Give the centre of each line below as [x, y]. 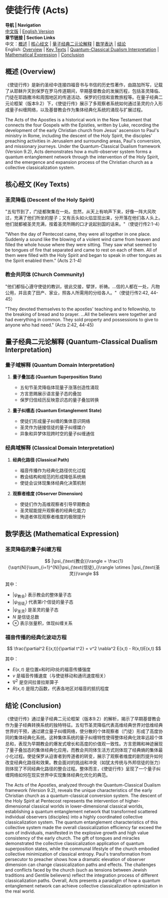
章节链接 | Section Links [30, 37]
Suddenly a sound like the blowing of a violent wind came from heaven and [82, 239]
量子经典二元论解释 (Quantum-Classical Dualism [81, 342]
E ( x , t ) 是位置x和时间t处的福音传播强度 [51, 670]
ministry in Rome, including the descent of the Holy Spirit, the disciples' [79, 135]
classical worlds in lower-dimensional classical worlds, [87, 806]
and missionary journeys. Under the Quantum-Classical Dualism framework [83, 146]
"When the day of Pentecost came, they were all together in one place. [78, 234]
